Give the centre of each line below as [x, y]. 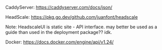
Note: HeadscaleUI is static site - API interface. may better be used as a [81, 27]
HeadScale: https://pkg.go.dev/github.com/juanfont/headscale [71, 17]
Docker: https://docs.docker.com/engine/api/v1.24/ [60, 42]
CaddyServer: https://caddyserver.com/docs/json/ [59, 7]
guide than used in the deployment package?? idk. [59, 32]
